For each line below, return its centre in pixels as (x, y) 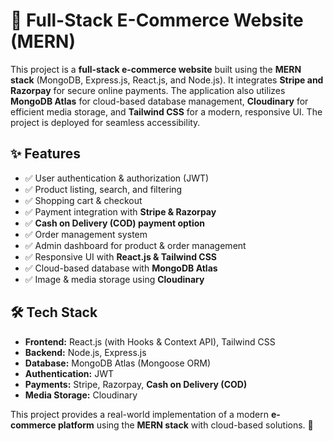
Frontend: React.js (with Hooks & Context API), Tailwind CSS (150, 341)
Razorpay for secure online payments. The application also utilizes (148, 90)
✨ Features (45, 154)
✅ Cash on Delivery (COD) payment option (115, 223)
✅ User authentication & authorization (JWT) (117, 178)
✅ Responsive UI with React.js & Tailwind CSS (121, 256)
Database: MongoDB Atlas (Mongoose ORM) (118, 363)
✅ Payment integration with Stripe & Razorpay (120, 211)
